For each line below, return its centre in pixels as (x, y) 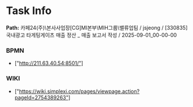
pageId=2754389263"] (42, 97)
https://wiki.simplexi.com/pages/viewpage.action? (79, 91)
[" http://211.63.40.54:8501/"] (49, 63)
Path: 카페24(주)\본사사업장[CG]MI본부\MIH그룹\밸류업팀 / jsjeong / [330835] (97, 27)
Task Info (29, 11)
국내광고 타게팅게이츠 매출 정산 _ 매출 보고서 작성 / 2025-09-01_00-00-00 (92, 35)
